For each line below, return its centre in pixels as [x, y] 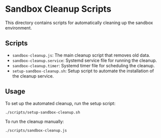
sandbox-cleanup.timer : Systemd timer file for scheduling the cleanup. [83, 65]
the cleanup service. [33, 76]
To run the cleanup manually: [34, 122]
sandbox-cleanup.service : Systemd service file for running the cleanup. [84, 60]
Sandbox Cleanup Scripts [58, 9]
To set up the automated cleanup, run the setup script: [60, 103]
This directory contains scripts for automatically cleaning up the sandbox [79, 23]
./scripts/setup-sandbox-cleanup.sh [43, 112]
